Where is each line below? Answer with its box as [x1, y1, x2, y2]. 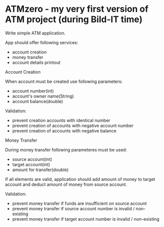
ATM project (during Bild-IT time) [5, 14, 143, 25]
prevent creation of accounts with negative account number [12, 123, 134, 128]
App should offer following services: [5, 39, 79, 45]
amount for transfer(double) [12, 167, 69, 173]
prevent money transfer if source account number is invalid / [12, 205, 135, 211]
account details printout [12, 59, 60, 65]
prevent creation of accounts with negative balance [12, 127, 117, 133]
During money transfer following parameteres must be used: [5, 147, 127, 152]
